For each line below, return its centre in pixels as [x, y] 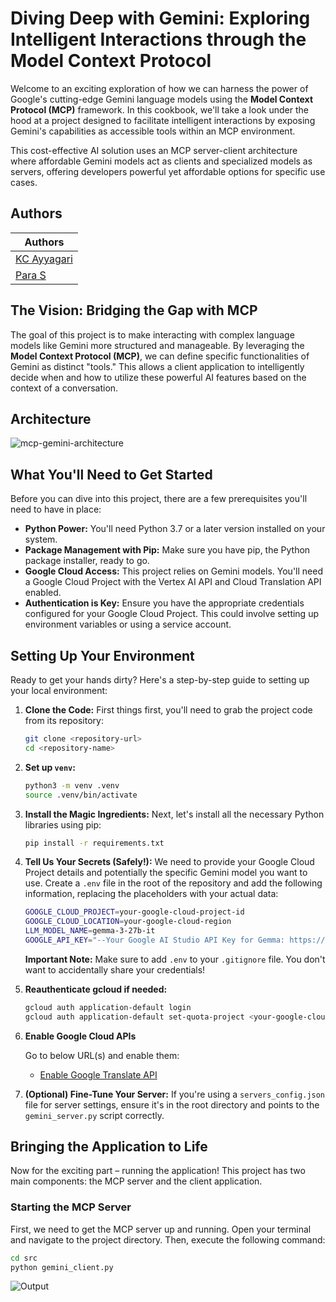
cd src [24, 1258]
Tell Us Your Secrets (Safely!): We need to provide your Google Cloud [169, 862]
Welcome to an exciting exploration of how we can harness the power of [159, 88]
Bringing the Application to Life [109, 1147]
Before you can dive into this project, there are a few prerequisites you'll [159, 499]
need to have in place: [56, 509]
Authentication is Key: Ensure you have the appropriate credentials [164, 603]
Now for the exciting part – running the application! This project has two [158, 1171]
